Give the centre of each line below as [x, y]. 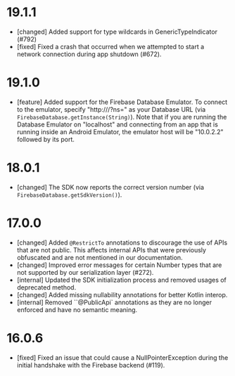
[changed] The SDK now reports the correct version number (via [110, 187]
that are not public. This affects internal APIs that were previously [112, 249]
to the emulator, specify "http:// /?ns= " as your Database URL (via [111, 109]
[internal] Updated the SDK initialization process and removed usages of [121, 280]
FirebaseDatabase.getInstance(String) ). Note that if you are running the [122, 117]
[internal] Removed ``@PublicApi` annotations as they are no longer [114, 302]
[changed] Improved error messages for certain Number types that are [119, 265]
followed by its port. [46, 139]
